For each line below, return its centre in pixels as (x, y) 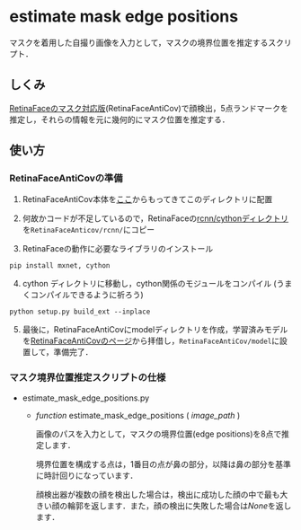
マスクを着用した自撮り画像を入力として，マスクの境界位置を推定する (139, 42)
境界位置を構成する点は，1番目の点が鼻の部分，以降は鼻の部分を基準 (164, 464)
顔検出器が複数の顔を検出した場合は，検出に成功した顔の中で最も (158, 494)
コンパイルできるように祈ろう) (87, 295)
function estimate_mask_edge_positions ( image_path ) (138, 415)
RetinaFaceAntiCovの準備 (66, 179)
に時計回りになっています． (87, 475)
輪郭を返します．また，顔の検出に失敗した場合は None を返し (179, 506)
